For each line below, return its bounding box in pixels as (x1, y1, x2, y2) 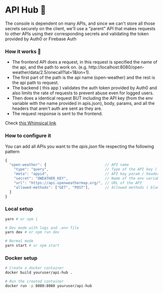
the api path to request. (12, 80, 59, 86)
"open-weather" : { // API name (9, 162, 130, 167)
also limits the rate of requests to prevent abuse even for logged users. (12, 90, 154, 96)
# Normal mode (5, 239, 34, 243)
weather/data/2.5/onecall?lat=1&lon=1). (12, 69, 91, 75)
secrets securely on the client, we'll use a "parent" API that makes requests (5, 25, 156, 31)
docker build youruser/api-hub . (5, 270, 73, 275)
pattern (5, 148, 20, 155)
